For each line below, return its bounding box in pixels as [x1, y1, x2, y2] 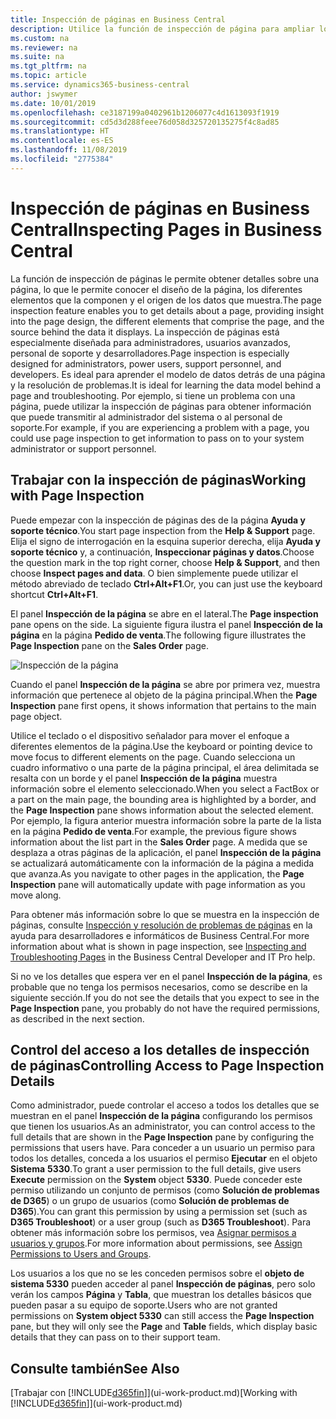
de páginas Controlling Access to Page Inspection [10, 1057, 325, 1074]
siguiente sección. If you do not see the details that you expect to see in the [10, 991, 320, 1003]
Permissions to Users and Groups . [10, 1248, 152, 1260]
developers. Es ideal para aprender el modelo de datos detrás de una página [10, 368, 326, 380]
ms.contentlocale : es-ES [10, 136, 114, 146]
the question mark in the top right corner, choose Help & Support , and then [10, 556, 321, 568]
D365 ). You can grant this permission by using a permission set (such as [10, 1206, 308, 1218]
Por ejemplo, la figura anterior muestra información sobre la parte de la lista [10, 814, 322, 826]
